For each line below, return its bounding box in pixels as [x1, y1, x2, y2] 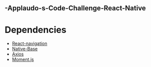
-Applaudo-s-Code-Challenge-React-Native [4, 4, 146, 12]
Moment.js [11, 56, 34, 62]
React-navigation [11, 40, 47, 46]
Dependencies [4, 24, 66, 35]
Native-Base [11, 46, 38, 52]
